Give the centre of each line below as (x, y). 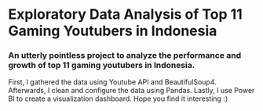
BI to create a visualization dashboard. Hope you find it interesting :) (118, 98)
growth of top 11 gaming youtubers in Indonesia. (102, 66)
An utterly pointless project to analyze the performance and (125, 55)
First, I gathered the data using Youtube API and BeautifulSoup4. (113, 82)
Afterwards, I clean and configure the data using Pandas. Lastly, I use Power (131, 91)
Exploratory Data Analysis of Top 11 (126, 14)
